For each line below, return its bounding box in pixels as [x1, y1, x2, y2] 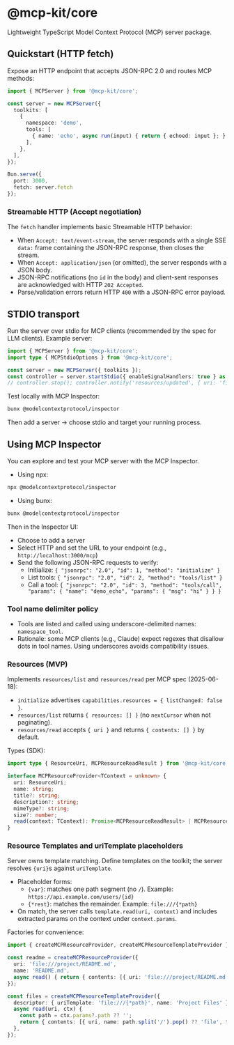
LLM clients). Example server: [7, 334, 93, 342]
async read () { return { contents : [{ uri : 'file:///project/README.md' [13, 973, 229, 980]
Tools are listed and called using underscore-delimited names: [17, 620, 196, 628]
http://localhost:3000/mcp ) [17, 550, 98, 559]
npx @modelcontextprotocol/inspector [7, 484, 117, 491]
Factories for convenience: [7, 928, 84, 936]
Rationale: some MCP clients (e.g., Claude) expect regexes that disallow [17, 635, 224, 643]
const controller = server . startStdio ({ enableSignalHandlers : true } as [7, 373, 226, 380]
